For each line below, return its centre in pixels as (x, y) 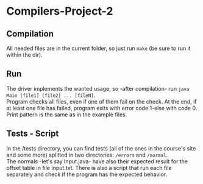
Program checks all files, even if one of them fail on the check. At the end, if (101, 101)
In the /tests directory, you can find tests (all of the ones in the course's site (101, 148)
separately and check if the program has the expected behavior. (87, 174)
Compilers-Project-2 (60, 11)
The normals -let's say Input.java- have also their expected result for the (97, 161)
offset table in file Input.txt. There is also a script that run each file (89, 168)
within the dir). (24, 55)
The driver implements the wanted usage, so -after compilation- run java (98, 88)
